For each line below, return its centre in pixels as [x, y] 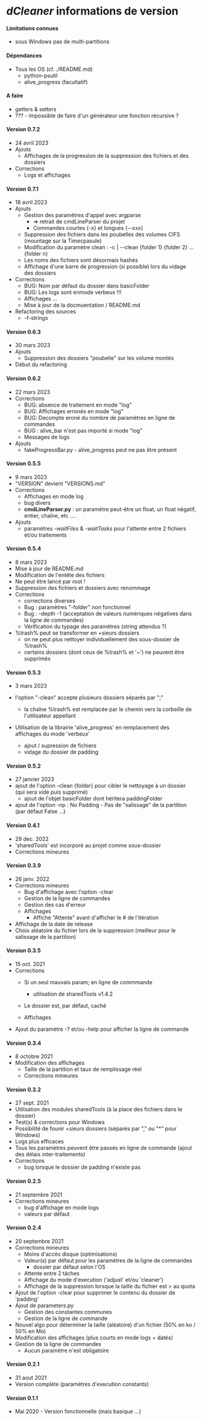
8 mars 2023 [31, 562]
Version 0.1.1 [22, 1398]
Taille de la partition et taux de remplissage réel [83, 1070]
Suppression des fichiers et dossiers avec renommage [83, 588]
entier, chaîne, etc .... [50, 515]
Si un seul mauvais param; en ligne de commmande [88, 982]
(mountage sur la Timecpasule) [63, 241]
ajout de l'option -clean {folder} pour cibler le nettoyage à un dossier [100, 786]
